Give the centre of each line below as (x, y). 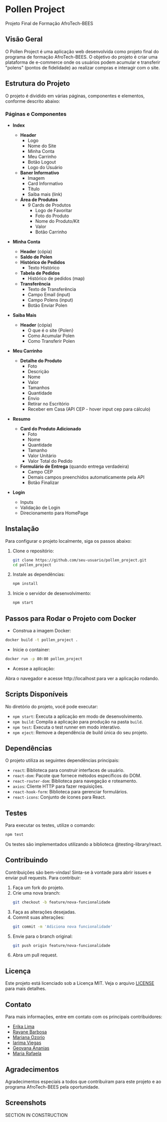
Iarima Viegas (27, 1043)
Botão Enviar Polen (47, 305)
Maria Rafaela (27, 1054)
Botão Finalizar (43, 483)
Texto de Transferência (52, 289)
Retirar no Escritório (48, 404)
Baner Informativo (39, 173)
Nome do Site (42, 146)
